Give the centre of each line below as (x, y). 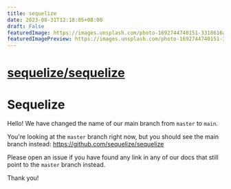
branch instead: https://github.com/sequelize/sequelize (86, 144)
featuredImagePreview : (40, 39)
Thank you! (23, 178)
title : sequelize (32, 13)
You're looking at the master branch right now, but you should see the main (113, 137)
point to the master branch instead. (56, 165)
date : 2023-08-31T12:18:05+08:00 (55, 20)
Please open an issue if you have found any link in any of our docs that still (113, 157)
